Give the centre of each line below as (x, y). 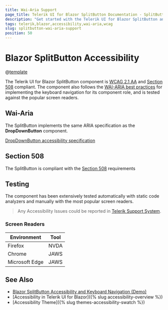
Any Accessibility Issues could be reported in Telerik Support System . (89, 211)
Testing (17, 184)
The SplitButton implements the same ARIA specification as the (70, 125)
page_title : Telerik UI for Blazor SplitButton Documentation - (73, 15)
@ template (16, 72)
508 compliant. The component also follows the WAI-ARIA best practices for (84, 87)
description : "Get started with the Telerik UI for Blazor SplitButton (81, 19)
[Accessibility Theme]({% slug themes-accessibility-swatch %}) (78, 302)
